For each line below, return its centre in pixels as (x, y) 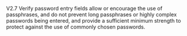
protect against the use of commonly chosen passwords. (76, 27)
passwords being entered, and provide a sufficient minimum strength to (93, 21)
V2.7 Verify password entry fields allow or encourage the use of (84, 8)
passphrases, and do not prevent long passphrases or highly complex (91, 15)
